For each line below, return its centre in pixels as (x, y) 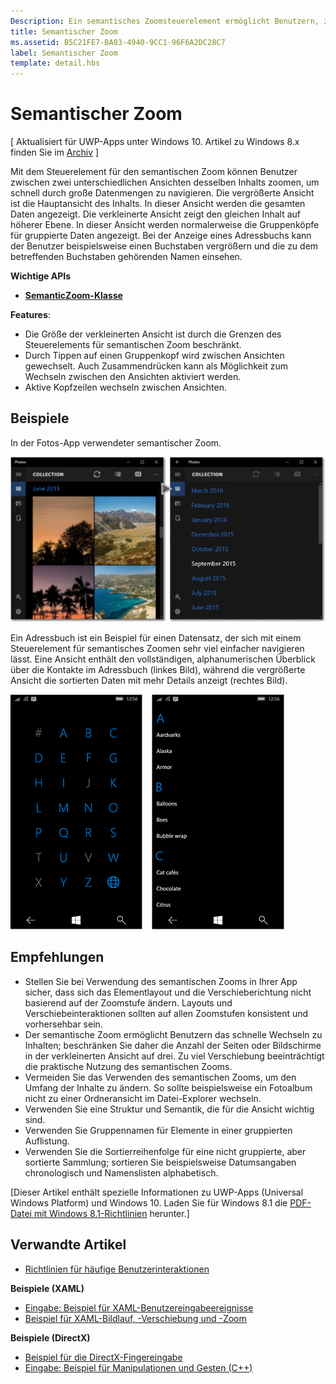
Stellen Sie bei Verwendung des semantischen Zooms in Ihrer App (161, 981)
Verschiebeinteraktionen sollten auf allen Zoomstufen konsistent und (166, 1013)
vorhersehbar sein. (63, 1024)
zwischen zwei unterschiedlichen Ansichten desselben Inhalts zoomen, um (165, 182)
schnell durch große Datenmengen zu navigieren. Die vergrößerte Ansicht (162, 193)
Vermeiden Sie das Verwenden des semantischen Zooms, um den (160, 1077)
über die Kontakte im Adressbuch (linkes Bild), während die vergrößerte (158, 670)
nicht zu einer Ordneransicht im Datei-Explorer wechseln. (143, 1098)
